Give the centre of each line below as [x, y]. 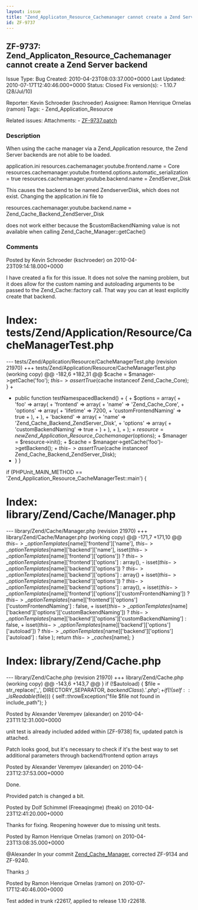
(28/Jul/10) [19, 91]
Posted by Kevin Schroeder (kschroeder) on [60, 260]
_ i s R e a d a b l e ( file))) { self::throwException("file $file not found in [83, 696]
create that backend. [31, 296]
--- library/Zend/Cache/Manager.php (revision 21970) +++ [77, 531]
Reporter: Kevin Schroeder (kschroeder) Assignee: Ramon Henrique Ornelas [99, 103]
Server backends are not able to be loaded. [59, 155]
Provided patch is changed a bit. [45, 796]
